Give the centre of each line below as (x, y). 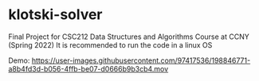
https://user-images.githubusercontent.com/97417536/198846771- (141, 60)
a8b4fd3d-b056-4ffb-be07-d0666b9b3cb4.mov (88, 68)
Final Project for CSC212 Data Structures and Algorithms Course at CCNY (129, 37)
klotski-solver (55, 15)
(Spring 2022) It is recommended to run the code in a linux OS (110, 44)
